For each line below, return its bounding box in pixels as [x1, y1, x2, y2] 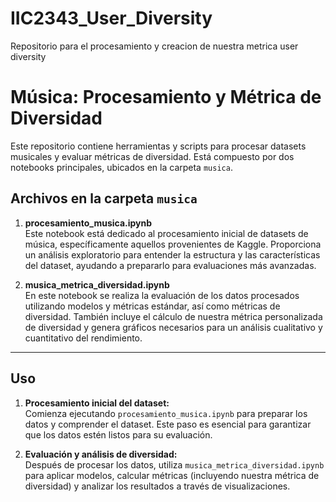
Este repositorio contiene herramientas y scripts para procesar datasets [10, 140, 307, 152]
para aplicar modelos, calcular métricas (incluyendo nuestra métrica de [24, 469, 320, 481]
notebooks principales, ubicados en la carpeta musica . [10, 161, 233, 173]
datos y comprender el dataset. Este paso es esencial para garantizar [24, 418, 312, 430]
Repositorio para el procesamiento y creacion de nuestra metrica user [10, 40, 299, 52]
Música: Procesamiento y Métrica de [10, 86, 322, 109]
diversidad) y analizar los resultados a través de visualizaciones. [24, 480, 291, 492]
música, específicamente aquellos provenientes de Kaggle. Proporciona [24, 238, 322, 250]
